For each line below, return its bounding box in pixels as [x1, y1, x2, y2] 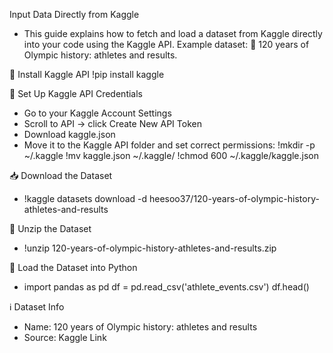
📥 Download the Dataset [9, 170, 113, 181]
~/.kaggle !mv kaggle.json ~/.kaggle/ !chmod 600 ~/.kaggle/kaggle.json [23, 150, 320, 161]
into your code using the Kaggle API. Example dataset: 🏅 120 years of [23, 39, 310, 50]
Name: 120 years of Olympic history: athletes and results [23, 321, 258, 333]
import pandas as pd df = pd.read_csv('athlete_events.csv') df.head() [23, 281, 310, 293]
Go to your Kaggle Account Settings [23, 107, 172, 119]
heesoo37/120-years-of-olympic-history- [148, 193, 320, 204]
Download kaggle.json [23, 129, 116, 140]
